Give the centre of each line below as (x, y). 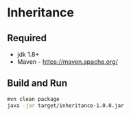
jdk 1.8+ (28, 54)
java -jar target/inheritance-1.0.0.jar (66, 105)
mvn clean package (33, 99)
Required (27, 38)
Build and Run (37, 83)
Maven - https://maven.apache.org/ (67, 62)
